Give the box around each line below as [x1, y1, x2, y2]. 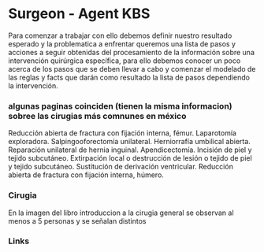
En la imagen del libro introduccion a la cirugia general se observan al [8, 208, 234, 217]
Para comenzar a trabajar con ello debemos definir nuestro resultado [8, 31, 232, 40]
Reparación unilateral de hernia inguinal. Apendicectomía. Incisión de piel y [8, 145, 252, 154]
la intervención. [8, 80, 59, 91]
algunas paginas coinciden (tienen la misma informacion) [8, 100, 232, 111]
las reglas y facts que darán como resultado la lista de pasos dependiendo [8, 72, 251, 82]
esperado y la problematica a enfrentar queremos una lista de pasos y [8, 39, 236, 48]
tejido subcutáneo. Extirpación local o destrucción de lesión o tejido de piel [8, 154, 252, 163]
